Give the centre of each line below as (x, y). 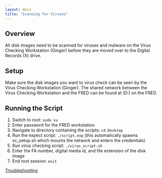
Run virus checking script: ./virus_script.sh (57, 146)
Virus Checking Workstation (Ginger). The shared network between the (76, 88)
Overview (20, 34)
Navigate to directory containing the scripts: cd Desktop (67, 130)
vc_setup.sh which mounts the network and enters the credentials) (79, 140)
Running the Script (34, 108)
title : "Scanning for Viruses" (37, 14)
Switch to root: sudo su (35, 120)
